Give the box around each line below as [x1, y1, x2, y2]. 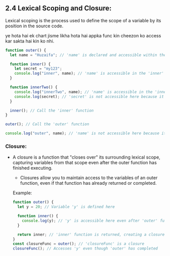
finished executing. [12, 165, 53, 171]
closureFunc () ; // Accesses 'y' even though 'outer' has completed [12, 246, 158, 251]
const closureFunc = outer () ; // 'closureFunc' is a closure [12, 241, 145, 246]
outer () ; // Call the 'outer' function [5, 122, 90, 127]
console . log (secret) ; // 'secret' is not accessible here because [14, 94, 157, 99]
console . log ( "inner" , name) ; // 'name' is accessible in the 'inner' [14, 71, 164, 76]
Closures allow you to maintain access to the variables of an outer [20, 175, 158, 181]
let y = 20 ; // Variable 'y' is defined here [17, 204, 115, 210]
